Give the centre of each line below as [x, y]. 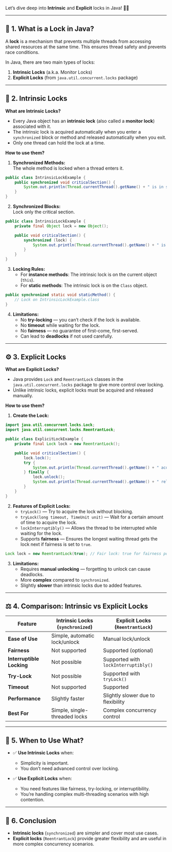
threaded [62, 717]
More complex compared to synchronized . [65, 580]
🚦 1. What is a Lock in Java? [50, 29]
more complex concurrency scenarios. [53, 844]
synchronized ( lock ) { [48, 240]
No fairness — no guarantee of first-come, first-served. [79, 330]
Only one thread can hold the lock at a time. [59, 143]
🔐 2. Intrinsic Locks [36, 98]
